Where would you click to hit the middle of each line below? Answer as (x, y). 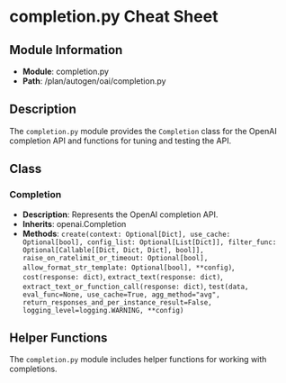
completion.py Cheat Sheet (114, 17)
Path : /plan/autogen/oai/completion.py (94, 81)
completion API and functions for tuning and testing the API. (121, 141)
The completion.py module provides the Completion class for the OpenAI (143, 131)
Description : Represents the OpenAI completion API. (120, 214)
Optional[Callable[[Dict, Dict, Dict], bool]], (113, 250)
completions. (33, 369)
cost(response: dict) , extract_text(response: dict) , (122, 276)
